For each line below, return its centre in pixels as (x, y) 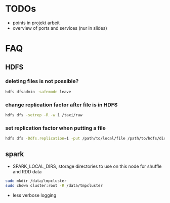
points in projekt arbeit (36, 23)
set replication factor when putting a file (56, 128)
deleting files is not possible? (42, 81)
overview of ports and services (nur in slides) (60, 28)
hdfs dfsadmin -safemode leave (38, 92)
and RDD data (27, 171)
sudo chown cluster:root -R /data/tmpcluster (54, 185)
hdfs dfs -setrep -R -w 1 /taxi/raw (44, 115)
